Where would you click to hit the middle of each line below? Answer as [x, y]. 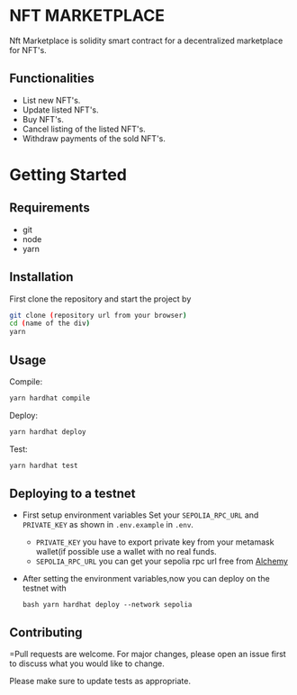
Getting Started [68, 174]
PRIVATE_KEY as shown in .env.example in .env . [108, 525]
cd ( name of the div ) [50, 324]
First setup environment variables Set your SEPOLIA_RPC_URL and [140, 515]
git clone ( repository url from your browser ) [98, 315]
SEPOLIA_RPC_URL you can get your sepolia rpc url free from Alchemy [162, 561]
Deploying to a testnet [72, 494]
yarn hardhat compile [50, 398]
